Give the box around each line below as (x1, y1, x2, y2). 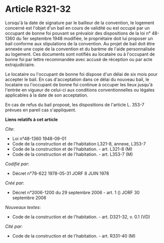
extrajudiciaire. (5, 62, 35, 68)
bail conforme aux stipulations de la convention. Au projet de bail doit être (5, 40, 155, 46)
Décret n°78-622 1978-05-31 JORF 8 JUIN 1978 (12, 170, 109, 176)
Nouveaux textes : (5, 204, 41, 210)
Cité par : (5, 223, 23, 229)
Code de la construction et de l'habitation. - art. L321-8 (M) (12, 146, 132, 152)
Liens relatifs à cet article (5, 116, 58, 122)
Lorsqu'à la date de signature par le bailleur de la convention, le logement (5, 20, 155, 26)
